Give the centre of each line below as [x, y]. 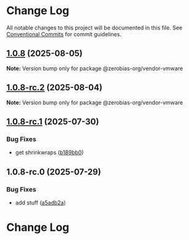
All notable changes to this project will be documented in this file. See [94, 28]
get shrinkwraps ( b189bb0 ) [49, 153]
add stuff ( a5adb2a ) [40, 203]
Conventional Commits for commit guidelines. [64, 34]
